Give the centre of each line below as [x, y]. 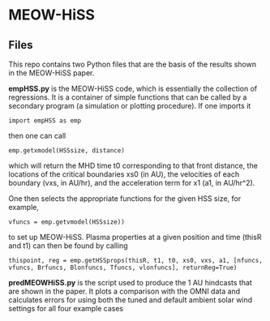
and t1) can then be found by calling [68, 246]
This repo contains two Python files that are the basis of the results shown [133, 64]
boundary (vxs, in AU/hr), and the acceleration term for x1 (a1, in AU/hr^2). [132, 183]
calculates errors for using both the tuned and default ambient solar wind [131, 300]
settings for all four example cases [66, 308]
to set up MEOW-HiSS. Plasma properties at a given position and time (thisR [135, 237]
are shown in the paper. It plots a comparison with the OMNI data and [124, 291]
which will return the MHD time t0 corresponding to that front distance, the [133, 165]
